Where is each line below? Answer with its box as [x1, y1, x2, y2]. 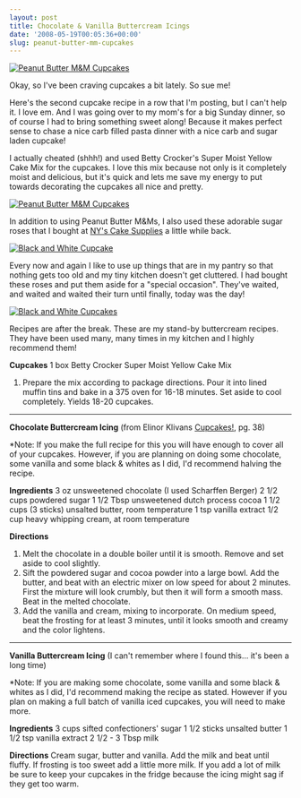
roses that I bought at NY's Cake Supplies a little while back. [9, 226, 232, 236]
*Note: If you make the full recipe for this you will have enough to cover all [9, 440, 284, 450]
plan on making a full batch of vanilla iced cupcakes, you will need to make [9, 696, 286, 708]
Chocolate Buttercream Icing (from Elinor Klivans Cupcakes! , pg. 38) [9, 422, 266, 433]
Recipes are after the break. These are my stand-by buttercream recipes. [9, 323, 279, 334]
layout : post [9, 13, 58, 22]
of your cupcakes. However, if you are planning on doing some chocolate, [9, 449, 282, 459]
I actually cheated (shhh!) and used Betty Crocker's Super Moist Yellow [9, 153, 272, 164]
